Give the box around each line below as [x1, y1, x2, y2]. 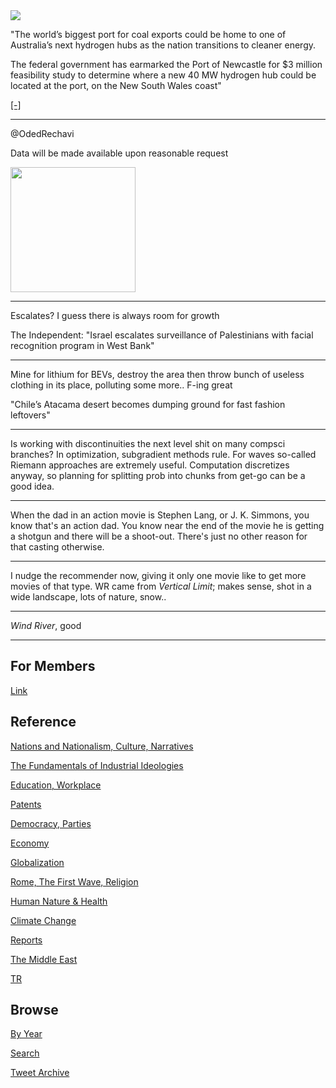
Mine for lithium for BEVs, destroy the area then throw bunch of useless [10, 369, 305, 380]
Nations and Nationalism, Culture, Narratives [10, 740, 194, 752]
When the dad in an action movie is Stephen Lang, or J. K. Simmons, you [10, 509, 310, 521]
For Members [10, 658, 96, 675]
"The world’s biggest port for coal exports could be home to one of [10, 29, 287, 40]
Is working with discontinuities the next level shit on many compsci [10, 438, 286, 449]
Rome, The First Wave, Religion [10, 875, 139, 888]
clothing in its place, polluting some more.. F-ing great [10, 379, 233, 391]
